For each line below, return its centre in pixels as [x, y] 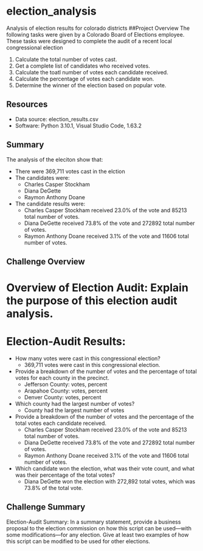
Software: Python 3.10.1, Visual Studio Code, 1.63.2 [78, 126]
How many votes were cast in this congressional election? [88, 358]
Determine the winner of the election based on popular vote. [91, 85]
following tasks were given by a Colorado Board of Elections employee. [95, 34]
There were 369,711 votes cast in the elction [70, 171]
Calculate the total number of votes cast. [66, 59]
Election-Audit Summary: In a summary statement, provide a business [94, 522]
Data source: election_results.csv [57, 119]
